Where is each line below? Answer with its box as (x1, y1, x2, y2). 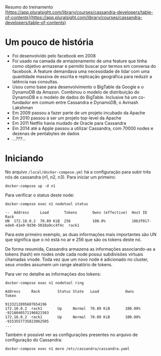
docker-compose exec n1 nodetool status (5, 201, 89, 206)
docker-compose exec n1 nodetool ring (5, 280, 84, 285)
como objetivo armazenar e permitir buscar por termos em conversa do (12, 63, 156, 69)
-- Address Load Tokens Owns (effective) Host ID (5, 210, 147, 215)
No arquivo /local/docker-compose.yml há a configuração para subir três (5, 169, 151, 175)
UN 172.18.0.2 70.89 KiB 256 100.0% (5, 218, 106, 223)
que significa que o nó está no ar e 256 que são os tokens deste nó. (5, 237, 142, 242)
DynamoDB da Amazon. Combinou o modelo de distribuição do (12, 89, 140, 95)
